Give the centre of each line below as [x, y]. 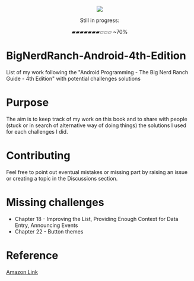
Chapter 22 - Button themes [49, 231]
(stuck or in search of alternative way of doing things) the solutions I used [96, 125]
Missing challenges [55, 203]
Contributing [38, 156]
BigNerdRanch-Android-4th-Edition [96, 56]
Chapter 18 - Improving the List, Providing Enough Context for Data [96, 219]
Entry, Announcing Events [46, 225]
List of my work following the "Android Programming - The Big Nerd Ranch [97, 72]
